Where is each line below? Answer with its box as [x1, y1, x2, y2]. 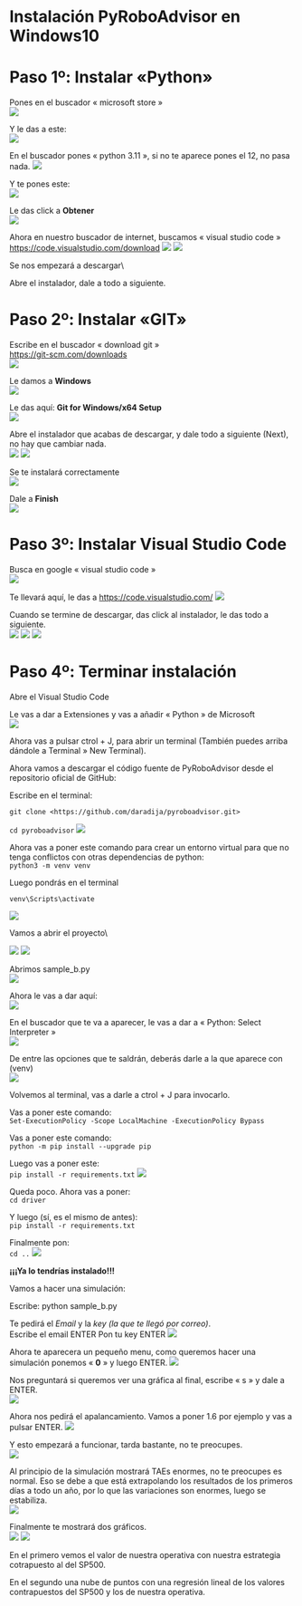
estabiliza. [9, 1495, 48, 1505]
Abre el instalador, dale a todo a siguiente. [9, 278, 166, 289]
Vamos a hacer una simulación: [9, 1283, 127, 1293]
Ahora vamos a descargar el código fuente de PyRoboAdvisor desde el [9, 763, 274, 774]
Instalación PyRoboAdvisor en [9, 6, 241, 27]
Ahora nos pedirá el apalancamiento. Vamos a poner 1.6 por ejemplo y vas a [9, 1410, 292, 1421]
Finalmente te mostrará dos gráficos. [9, 1521, 147, 1532]
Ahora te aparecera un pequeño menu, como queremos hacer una [9, 1346, 256, 1357]
